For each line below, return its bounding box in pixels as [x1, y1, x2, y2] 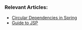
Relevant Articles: [4, 4, 48, 11]
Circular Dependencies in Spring [11, 15, 78, 21]
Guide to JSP [11, 20, 39, 26]
